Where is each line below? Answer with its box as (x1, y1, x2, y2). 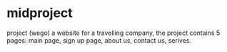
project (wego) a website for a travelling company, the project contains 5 (6, 28, 221, 37)
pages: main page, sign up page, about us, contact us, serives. (6, 36, 192, 44)
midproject (6, 5, 73, 21)
